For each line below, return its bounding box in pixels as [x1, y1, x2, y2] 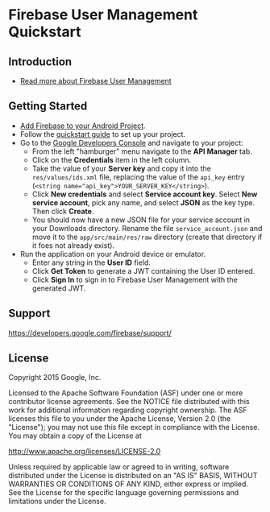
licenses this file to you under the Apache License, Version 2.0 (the [8, 414, 231, 423]
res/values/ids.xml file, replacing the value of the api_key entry [31, 171, 245, 182]
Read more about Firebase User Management [19, 76, 172, 85]
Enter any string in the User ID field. [31, 258, 152, 267]
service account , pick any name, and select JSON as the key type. [31, 197, 255, 207]
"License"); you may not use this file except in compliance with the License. [8, 423, 260, 432]
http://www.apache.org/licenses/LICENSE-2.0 [8, 447, 161, 456]
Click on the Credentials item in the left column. [31, 155, 192, 164]
